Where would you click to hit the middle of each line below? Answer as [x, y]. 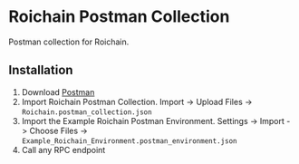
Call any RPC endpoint [63, 150]
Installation [41, 70]
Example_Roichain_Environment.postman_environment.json [129, 141]
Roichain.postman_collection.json [87, 112]
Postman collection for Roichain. [69, 42]
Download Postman [58, 92]
